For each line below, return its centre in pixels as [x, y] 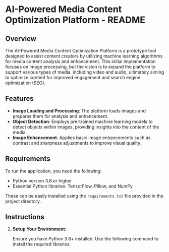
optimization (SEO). [25, 83]
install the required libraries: [42, 244]
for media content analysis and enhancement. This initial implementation [80, 61]
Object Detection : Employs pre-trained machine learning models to [82, 121]
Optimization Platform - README [75, 20]
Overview [21, 39]
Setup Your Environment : [39, 229]
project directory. [23, 201]
